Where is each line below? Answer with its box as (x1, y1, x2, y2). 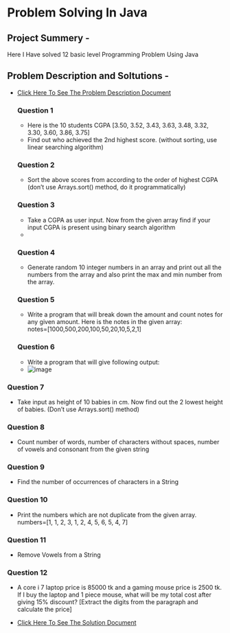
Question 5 (16, 295, 55, 304)
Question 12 (7, 568, 48, 577)
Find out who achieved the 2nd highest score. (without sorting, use (27, 136, 218, 144)
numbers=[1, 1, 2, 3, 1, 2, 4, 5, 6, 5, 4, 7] (16, 518, 128, 526)
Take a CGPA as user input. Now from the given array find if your (27, 216, 211, 224)
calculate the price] (16, 606, 72, 614)
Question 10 (7, 495, 48, 505)
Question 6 (16, 342, 55, 352)
